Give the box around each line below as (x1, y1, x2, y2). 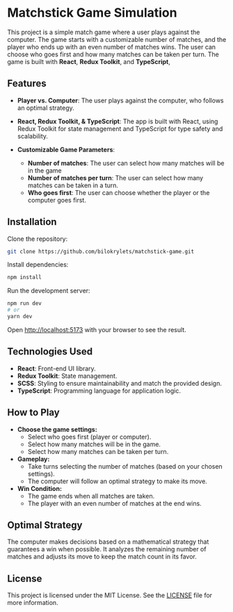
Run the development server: (7, 287, 90, 295)
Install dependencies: (7, 260, 69, 269)
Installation (7, 216, 57, 228)
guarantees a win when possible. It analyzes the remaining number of (7, 545, 207, 554)
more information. (7, 599, 58, 607)
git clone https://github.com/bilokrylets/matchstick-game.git (7, 248, 195, 255)
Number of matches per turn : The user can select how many (27, 173, 204, 182)
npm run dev (7, 300, 42, 307)
